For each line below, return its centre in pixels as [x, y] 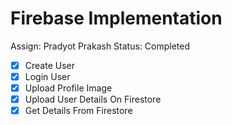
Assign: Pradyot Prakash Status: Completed [100, 46]
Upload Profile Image [68, 88]
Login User [47, 76]
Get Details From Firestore [78, 111]
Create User [49, 65]
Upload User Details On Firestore [93, 99]
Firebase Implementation [116, 18]
